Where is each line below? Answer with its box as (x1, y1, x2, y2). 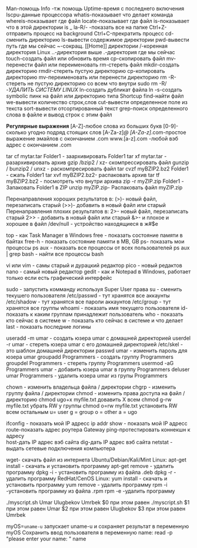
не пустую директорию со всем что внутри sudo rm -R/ (27, 80, 167, 87)
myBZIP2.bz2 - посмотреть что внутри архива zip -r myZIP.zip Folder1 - (6, 178, 184, 185)
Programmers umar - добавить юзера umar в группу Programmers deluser (6, 366, 190, 373)
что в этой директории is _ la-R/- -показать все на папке (6, 24, 148, 31)
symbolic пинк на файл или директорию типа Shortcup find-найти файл (6, 92, 184, 99)
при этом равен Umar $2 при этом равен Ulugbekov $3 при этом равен (6, 505, 186, 512)
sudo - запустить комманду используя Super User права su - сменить (6, 286, 182, 293)
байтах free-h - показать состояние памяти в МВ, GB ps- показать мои (6, 238, 185, 245)
